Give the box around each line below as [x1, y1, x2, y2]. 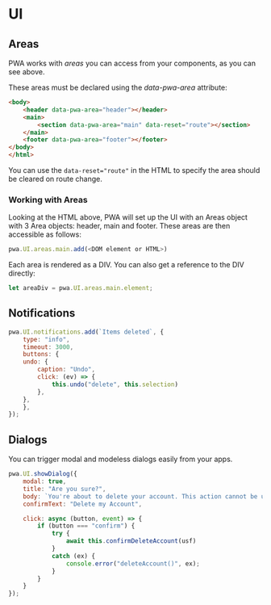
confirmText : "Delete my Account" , [23, 500, 143, 508]
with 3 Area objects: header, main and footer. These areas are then [8, 221, 231, 231]
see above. [8, 67, 45, 77]
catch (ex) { [51, 552, 95, 560]
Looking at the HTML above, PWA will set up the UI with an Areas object [8, 212, 248, 222]
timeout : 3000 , [23, 342, 74, 351]
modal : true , [23, 477, 67, 485]
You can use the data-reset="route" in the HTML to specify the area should [8, 166, 261, 174]
